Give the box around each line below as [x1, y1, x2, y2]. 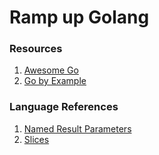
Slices [23, 133, 50, 145]
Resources [9, 42, 63, 56]
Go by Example [23, 75, 87, 87]
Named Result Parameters [23, 122, 132, 135]
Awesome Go [23, 64, 79, 76]
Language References [9, 100, 119, 114]
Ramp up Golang [9, 6, 150, 29]
